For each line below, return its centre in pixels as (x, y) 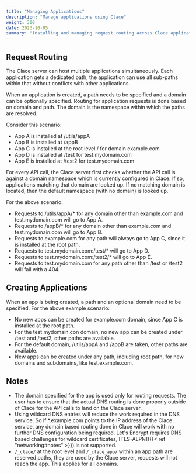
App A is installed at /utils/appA (52, 136)
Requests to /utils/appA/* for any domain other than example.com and (99, 213)
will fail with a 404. (37, 269)
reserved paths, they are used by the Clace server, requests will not (96, 457)
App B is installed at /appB (46, 142)
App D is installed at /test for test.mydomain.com (73, 154)
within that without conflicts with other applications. (68, 83)
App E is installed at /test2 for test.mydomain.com (74, 161)
